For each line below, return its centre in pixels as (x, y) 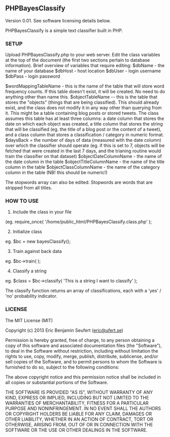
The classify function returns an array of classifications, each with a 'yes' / (83, 291)
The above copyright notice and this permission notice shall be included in (83, 377)
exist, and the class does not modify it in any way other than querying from (83, 108)
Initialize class (27, 232)
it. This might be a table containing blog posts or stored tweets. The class (82, 113)
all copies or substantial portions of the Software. (57, 382)
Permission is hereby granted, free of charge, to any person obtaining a (80, 340)
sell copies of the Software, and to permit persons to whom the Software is (84, 362)
